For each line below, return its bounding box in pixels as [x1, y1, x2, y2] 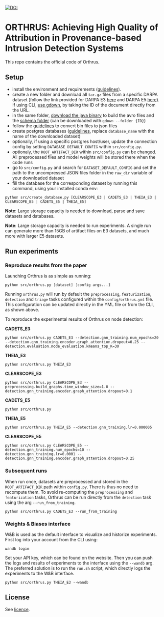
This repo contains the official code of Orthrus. [5, 59, 100, 65]
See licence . [5, 606, 30, 612]
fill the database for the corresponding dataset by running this [12, 180, 138, 186]
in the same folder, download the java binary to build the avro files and [12, 112, 154, 118]
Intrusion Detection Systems [5, 43, 124, 54]
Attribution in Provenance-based [5, 32, 142, 44]
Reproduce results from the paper [5, 262, 87, 269]
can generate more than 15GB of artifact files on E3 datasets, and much [5, 227, 149, 233]
